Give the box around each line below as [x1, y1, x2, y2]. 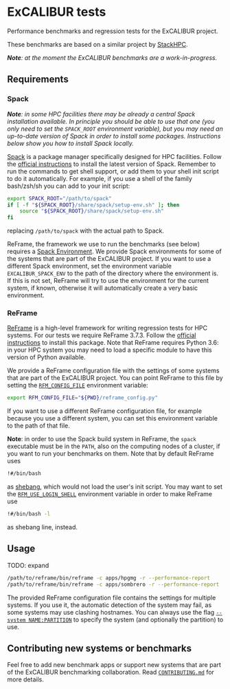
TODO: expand [7, 561, 49, 569]
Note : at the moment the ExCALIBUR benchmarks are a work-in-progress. [7, 53, 218, 62]
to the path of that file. [7, 421, 71, 430]
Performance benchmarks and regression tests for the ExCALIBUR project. [7, 27, 218, 35]
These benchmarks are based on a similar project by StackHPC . [7, 40, 188, 48]
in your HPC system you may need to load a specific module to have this [7, 346, 213, 354]
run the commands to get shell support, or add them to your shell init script [7, 167, 219, 176]
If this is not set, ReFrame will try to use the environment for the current [7, 277, 209, 285]
